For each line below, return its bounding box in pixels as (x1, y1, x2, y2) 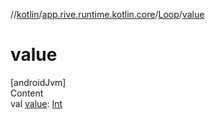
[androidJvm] (10, 76, 67, 88)
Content (10, 87, 44, 99)
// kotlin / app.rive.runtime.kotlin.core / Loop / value (10, 9, 205, 20)
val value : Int (10, 97, 63, 109)
